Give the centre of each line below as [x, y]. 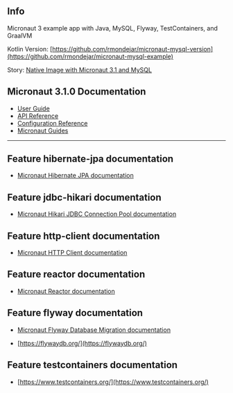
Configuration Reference [52, 123]
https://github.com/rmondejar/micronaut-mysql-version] [132, 49]
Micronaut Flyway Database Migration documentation [94, 330]
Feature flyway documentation [75, 313]
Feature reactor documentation [76, 275]
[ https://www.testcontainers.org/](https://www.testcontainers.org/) [113, 382]
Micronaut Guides [43, 131]
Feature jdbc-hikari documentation [84, 197]
